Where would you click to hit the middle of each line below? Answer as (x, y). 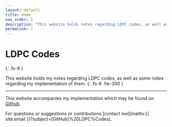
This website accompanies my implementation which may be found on (80, 98)
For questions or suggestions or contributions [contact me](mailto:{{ (77, 114)
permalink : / (19, 29)
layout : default (23, 10)
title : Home (18, 15)
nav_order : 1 (19, 19)
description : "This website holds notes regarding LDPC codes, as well (83, 24)
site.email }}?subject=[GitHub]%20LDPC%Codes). (59, 119)
